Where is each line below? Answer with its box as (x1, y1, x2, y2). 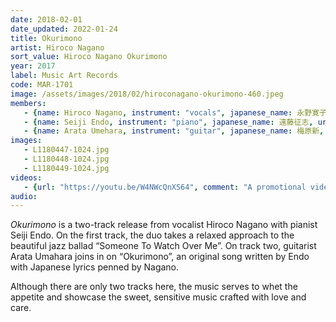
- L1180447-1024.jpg (23, 145, 110, 155)
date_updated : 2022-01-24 (10, 24, 118, 34)
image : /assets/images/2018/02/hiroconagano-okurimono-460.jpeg (10, 89, 284, 99)
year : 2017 (10, 61, 56, 71)
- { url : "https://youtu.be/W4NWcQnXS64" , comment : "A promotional (23, 182, 307, 192)
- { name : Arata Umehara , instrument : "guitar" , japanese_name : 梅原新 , (23, 126, 325, 136)
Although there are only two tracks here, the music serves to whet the (10, 281, 298, 293)
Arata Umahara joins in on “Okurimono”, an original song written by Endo (10, 251, 310, 263)
